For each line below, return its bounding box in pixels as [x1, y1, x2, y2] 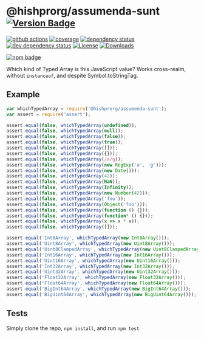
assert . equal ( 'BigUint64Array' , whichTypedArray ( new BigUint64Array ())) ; [6, 291, 197, 297]
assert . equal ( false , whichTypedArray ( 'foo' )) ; [6, 196, 126, 202]
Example [6, 89, 40, 100]
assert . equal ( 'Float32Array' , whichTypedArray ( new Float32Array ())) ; [6, 275, 186, 281]
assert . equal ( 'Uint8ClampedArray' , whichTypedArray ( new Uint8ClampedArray [6, 246, 200, 252]
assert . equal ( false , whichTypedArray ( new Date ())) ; [6, 167, 140, 174]
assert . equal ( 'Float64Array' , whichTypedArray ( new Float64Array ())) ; [6, 280, 186, 286]
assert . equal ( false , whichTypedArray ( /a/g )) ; [6, 156, 123, 162]
